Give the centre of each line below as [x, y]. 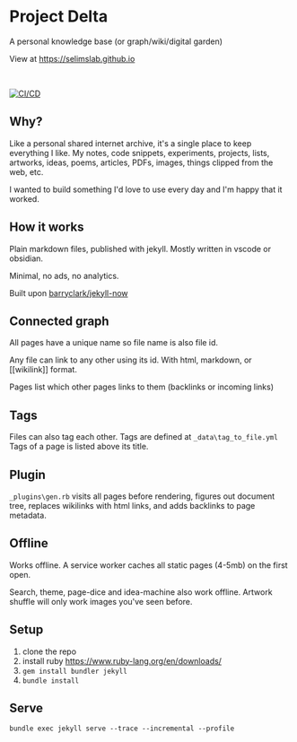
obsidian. [26, 258]
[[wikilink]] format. [44, 370]
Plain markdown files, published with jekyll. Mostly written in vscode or [140, 249]
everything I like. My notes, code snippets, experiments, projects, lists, [140, 153]
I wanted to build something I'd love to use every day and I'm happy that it [146, 189]
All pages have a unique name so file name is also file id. [114, 343]
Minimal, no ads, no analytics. [64, 275]
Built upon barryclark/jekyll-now [69, 292]
